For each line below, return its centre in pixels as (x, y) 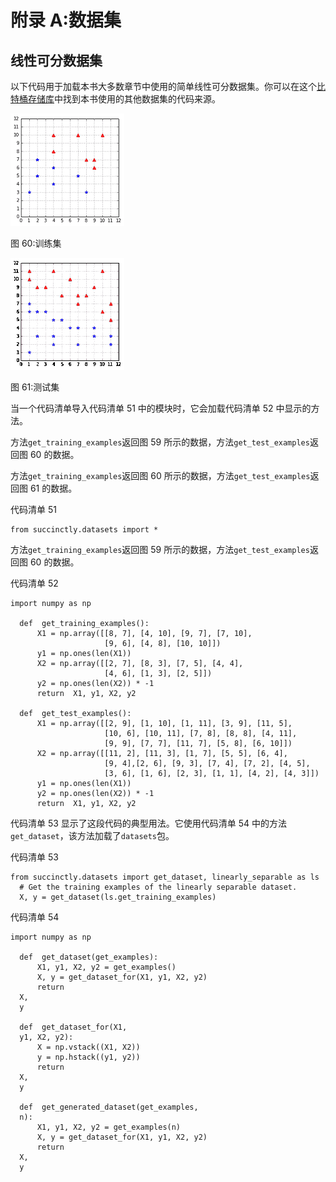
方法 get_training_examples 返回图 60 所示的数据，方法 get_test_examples (160, 475)
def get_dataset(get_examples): (89, 957)
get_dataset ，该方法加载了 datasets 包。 (92, 835)
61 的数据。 (53, 488)
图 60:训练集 (36, 243)
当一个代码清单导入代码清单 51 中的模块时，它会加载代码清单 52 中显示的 (161, 408)
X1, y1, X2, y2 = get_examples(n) (109, 1127)
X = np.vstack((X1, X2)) (88, 1047)
